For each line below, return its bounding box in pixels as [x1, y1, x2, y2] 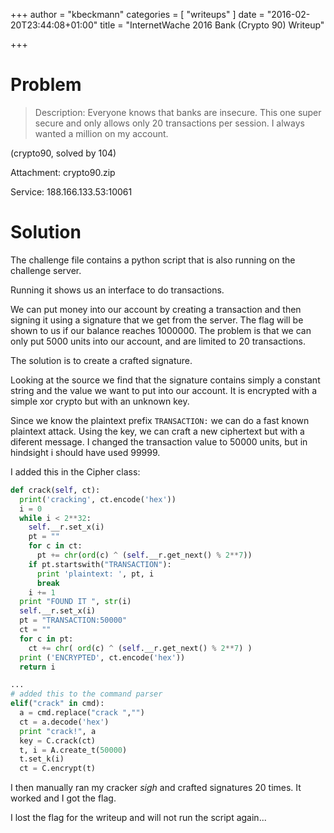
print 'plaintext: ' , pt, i [36, 569, 155, 579]
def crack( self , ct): [10, 485, 101, 495]
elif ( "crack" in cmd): [10, 699, 105, 709]
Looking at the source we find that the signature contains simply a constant [10, 374, 321, 386]
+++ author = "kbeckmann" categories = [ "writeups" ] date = [10, 9, 265, 20]
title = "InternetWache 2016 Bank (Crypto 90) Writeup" [99, 19, 325, 31]
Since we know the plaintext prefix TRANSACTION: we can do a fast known [10, 414, 310, 426]
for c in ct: [28, 541, 83, 551]
